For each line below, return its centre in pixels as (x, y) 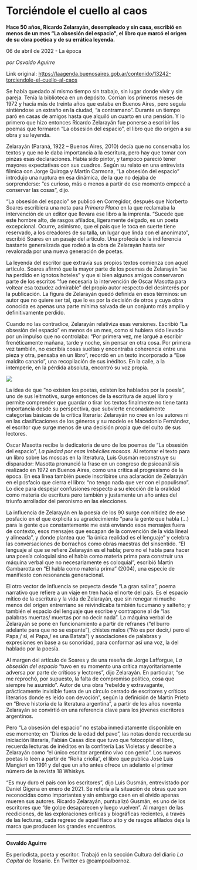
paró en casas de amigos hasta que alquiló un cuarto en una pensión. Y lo (95, 116)
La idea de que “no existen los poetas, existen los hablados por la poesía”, (96, 390)
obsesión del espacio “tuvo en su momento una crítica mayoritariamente (94, 666)
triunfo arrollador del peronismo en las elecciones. (67, 501)
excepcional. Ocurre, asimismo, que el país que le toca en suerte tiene (91, 226)
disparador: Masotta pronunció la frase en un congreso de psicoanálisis (93, 463)
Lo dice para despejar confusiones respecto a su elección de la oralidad (93, 488)
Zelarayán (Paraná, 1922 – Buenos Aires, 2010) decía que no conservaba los (98, 146)
